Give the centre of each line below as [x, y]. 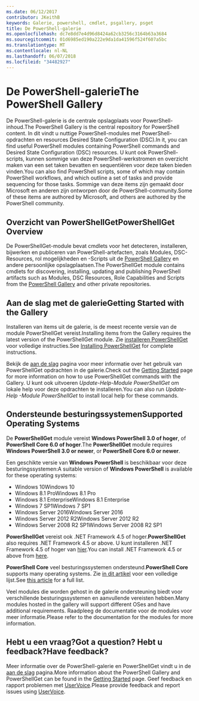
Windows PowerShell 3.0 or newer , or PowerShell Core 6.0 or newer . [93, 451]
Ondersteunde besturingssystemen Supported [95, 415]
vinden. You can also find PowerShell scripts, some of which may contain [96, 172]
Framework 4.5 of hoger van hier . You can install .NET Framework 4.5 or [94, 549]
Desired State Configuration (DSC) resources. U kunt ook [76, 153]
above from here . [27, 556]
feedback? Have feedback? [57, 652]
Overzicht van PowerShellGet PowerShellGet [91, 222]
